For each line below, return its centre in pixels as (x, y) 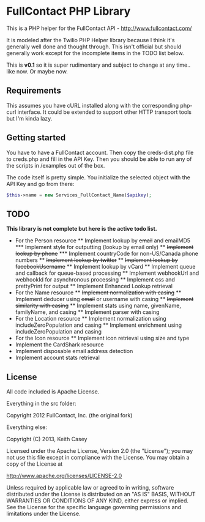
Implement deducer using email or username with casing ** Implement (104, 299)
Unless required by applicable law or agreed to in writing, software (90, 488)
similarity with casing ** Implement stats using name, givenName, (98, 306)
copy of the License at (35, 464)
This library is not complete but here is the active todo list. (82, 229)
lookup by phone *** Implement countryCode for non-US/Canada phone (107, 254)
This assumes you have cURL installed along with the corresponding (93, 105)
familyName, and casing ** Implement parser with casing (87, 312)
